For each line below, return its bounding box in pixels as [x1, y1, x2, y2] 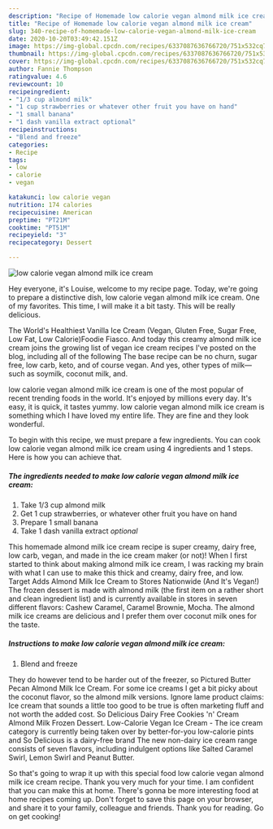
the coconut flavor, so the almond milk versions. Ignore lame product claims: [8, 691, 264, 701]
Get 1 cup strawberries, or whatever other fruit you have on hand [19, 508, 237, 518]
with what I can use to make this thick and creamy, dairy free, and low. [8, 568, 244, 577]
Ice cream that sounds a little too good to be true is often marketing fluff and [8, 700, 264, 710]
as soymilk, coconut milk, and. [26, 369, 128, 379]
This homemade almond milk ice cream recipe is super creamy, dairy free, [8, 542, 257, 551]
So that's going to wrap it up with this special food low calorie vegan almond [8, 768, 264, 778]
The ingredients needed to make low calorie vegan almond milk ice [8, 471, 240, 480]
